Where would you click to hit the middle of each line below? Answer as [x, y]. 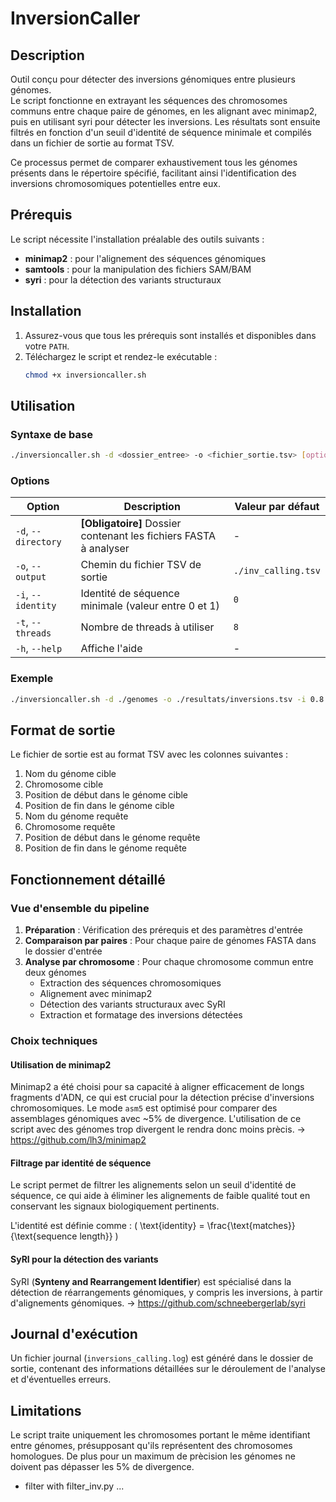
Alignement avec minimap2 [96, 994]
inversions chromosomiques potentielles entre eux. [115, 183]
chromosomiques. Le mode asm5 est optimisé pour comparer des [144, 1108]
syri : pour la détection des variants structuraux [123, 279]
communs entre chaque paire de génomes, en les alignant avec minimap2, [164, 111]
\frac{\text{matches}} [251, 1226]
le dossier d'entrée [63, 951]
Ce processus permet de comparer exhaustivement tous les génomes [154, 162]
